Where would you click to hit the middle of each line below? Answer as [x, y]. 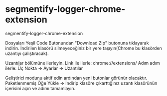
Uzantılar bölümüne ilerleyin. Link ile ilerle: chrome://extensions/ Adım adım [83, 63]
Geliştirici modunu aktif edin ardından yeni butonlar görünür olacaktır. [76, 78]
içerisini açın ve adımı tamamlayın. [40, 88]
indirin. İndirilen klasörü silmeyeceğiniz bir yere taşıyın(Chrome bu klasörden [83, 48]
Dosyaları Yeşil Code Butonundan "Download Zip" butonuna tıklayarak [77, 43]
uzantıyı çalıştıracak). [27, 53]
